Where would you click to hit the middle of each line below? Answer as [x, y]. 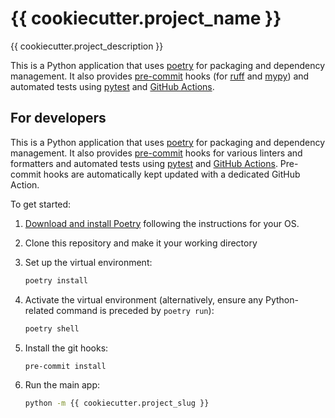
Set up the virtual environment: [88, 262]
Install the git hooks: [66, 348]
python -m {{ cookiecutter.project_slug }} [117, 403]
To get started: [41, 204]
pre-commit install [65, 366]
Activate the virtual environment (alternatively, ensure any [144, 299]
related [39, 310]
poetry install [56, 280]
